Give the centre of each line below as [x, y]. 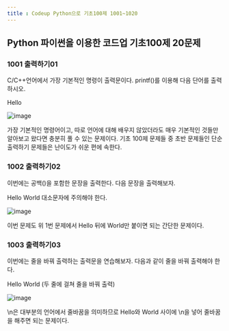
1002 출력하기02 [34, 167]
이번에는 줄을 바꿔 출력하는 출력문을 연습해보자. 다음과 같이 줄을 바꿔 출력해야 [110, 260]
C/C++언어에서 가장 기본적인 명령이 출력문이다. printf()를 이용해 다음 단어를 [108, 80]
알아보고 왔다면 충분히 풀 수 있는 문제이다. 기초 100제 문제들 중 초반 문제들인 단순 [115, 138]
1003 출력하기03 [34, 245]
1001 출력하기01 [32, 64]
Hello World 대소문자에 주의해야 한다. [57, 197]
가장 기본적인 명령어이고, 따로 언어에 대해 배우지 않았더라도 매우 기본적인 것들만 [113, 130]
